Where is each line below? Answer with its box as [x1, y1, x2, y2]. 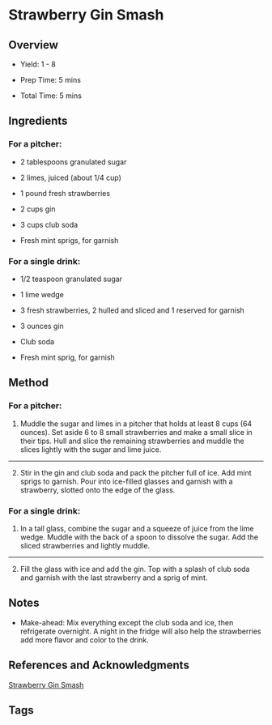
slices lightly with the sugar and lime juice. [19, 444, 162, 454]
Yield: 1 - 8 [19, 59, 57, 69]
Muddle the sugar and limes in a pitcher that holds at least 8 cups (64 [19, 419, 253, 429]
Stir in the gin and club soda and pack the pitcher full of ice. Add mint [19, 467, 252, 477]
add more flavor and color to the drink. [19, 634, 150, 645]
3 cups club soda [19, 220, 79, 229]
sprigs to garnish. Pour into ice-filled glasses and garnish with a [19, 476, 233, 486]
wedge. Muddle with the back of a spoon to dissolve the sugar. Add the [19, 532, 259, 542]
